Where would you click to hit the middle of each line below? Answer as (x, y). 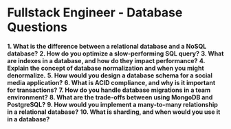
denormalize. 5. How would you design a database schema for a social (110, 75)
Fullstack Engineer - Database (95, 13)
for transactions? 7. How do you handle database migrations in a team (109, 90)
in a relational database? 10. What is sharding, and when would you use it (114, 112)
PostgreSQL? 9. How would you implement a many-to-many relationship (113, 104)
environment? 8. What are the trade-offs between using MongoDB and (110, 97)
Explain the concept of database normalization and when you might (106, 68)
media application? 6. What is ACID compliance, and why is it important (111, 82)
